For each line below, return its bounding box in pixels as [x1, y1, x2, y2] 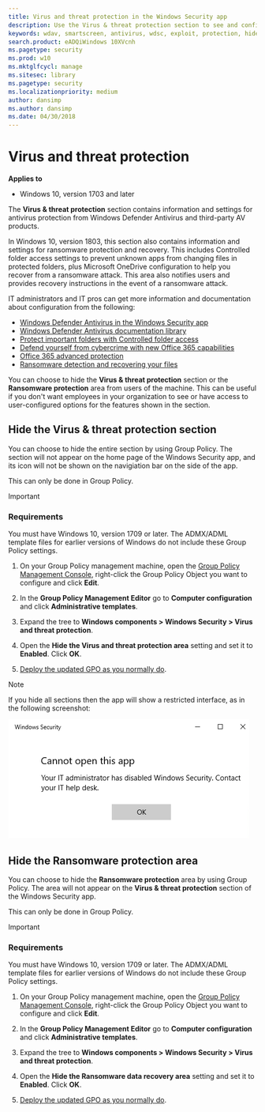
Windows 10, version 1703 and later [19, 190, 135, 199]
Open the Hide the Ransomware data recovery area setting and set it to [19, 1072, 255, 1081]
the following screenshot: [8, 703, 91, 713]
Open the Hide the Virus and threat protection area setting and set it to [19, 641, 254, 650]
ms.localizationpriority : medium [8, 88, 118, 96]
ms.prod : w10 [8, 55, 51, 62]
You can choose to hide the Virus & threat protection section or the [8, 375, 229, 385]
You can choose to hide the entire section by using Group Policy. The [8, 443, 233, 454]
